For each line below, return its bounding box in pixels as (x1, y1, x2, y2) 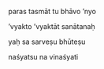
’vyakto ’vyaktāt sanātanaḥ (8, 22, 96, 31)
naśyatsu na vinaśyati (8, 53, 79, 61)
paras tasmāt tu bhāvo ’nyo (8, 7, 97, 16)
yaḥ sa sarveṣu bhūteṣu (8, 37, 86, 46)
